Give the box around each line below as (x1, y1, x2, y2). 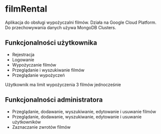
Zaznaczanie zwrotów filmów (12, 124, 71, 130)
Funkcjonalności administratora (5, 96, 103, 104)
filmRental (5, 3, 48, 15)
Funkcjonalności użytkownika (5, 39, 97, 47)
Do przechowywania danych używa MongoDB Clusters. (5, 24, 116, 30)
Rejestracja (12, 51, 35, 57)
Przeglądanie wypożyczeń (12, 72, 65, 78)
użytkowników (12, 119, 41, 125)
